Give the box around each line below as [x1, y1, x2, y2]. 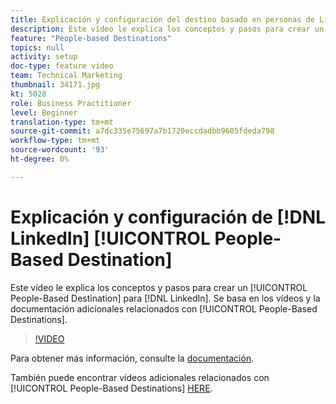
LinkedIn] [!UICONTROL [10, 227, 211, 250]
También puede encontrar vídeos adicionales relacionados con [10, 371, 270, 383]
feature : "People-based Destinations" [10, 33, 172, 43]
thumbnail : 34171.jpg [10, 80, 101, 90]
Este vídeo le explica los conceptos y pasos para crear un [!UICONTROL [10, 281, 308, 293]
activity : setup [10, 52, 78, 62]
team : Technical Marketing [10, 71, 123, 81]
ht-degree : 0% [10, 154, 70, 164]
